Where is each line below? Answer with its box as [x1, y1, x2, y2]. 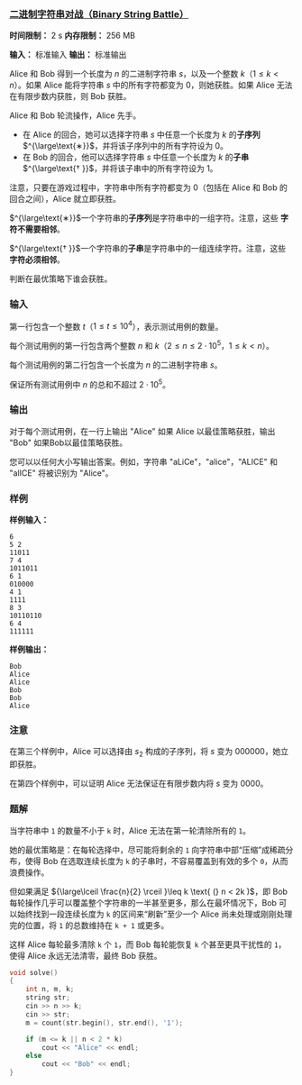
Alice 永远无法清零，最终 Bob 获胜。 [26, 950, 162, 961]
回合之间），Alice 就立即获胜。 [9, 194, 122, 205]
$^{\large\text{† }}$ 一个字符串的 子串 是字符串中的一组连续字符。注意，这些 [9, 243, 287, 254]
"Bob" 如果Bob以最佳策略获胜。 [9, 437, 128, 448]
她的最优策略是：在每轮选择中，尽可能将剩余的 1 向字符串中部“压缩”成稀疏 [9, 844, 286, 855]
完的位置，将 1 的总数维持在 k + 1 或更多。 [9, 919, 169, 930]
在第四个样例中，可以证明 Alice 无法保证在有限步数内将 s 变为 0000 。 [9, 778, 269, 789]
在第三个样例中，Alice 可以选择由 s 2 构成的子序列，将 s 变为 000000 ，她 [9, 746, 281, 759]
